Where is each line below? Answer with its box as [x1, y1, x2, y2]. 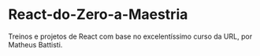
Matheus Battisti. [8, 39, 63, 49]
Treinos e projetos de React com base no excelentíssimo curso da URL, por [8, 32, 253, 41]
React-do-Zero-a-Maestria [8, 6, 188, 24]
